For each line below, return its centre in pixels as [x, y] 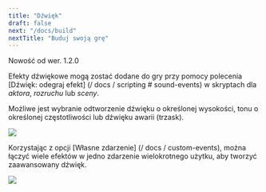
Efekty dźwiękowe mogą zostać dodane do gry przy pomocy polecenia [125, 76]
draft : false [30, 23]
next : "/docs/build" [43, 30]
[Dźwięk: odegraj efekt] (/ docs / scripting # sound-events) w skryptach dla [133, 85]
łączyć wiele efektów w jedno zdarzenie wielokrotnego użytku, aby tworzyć [133, 156]
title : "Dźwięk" [35, 16]
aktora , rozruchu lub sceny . [54, 94]
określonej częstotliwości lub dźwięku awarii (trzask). [96, 118]
